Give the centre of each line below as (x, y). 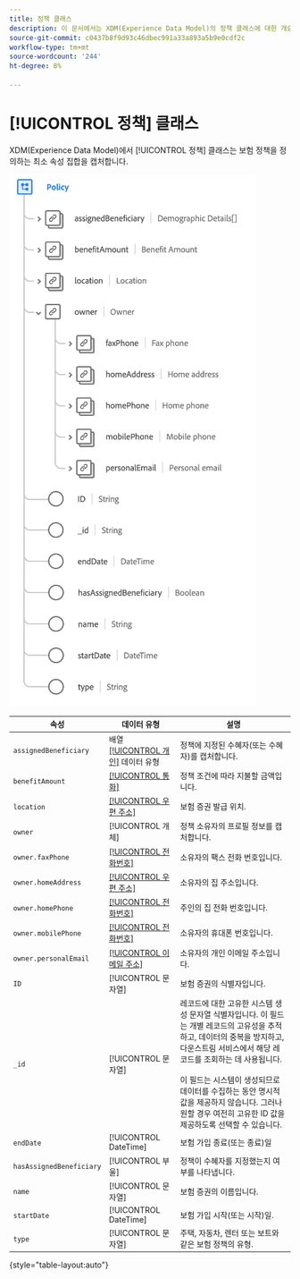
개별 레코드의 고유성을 (227, 1026)
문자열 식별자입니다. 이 (228, 1014)
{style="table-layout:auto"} (59, 1265)
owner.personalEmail (51, 959)
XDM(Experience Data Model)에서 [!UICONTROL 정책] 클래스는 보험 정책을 (143, 150)
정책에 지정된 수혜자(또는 (223, 745)
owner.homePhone (43, 908)
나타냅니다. (215, 1172)
